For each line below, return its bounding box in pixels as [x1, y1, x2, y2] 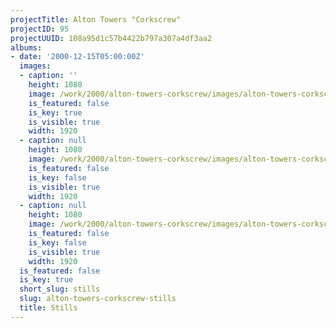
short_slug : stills [19, 284, 101, 295]
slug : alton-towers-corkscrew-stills [19, 294, 177, 304]
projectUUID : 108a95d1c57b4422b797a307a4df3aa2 [10, 33, 213, 43]
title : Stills [19, 303, 78, 313]
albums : [10, 42, 43, 53]
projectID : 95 [10, 24, 70, 34]
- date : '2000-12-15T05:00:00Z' [10, 52, 145, 62]
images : [19, 61, 52, 71]
